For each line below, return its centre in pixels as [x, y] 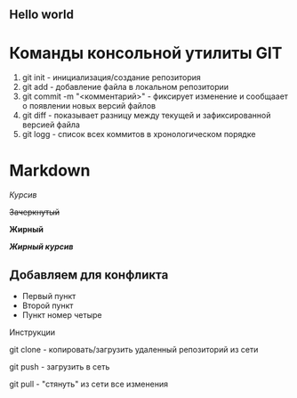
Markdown [50, 171]
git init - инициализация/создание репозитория [112, 77]
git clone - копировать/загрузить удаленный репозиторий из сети [134, 350]
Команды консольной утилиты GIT [146, 53]
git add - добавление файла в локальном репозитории [125, 87]
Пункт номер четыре [62, 315]
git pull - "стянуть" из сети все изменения [89, 384]
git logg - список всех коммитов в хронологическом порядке [139, 134]
